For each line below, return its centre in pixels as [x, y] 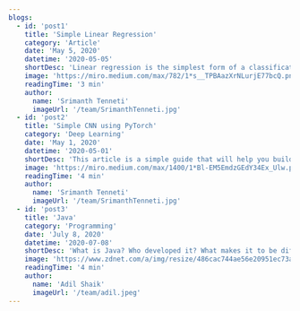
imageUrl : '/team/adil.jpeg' [86, 292]
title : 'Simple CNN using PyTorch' [91, 126]
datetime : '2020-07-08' [69, 243]
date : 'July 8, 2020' [64, 234]
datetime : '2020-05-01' [69, 151]
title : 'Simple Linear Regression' [91, 34]
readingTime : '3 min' [64, 84]
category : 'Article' [63, 43]
